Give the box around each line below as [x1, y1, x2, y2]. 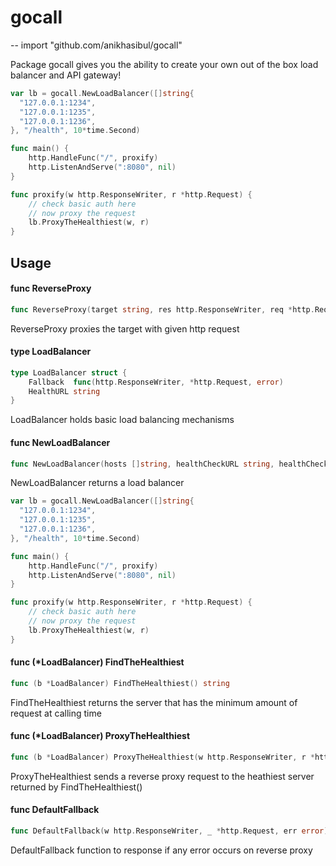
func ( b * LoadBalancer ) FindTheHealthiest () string [10, 678, 230, 688]
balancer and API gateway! [10, 69, 122, 81]
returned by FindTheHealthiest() [10, 781, 143, 793]
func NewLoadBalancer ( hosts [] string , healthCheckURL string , [10, 459, 275, 469]
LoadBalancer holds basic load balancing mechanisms [10, 414, 235, 426]
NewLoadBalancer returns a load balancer [10, 477, 185, 489]
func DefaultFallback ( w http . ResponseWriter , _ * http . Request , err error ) [10, 826, 329, 836]
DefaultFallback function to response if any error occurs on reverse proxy [10, 844, 313, 856]
